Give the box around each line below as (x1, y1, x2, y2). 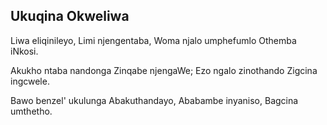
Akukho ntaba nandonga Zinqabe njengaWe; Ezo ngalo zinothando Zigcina (10, 64, 318, 76)
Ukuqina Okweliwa (10, 8, 130, 25)
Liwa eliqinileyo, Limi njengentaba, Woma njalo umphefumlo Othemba (10, 34, 297, 46)
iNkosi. (10, 45, 39, 57)
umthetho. (10, 105, 53, 117)
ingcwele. (10, 75, 50, 87)
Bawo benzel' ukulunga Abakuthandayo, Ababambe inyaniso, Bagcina (10, 94, 299, 106)
